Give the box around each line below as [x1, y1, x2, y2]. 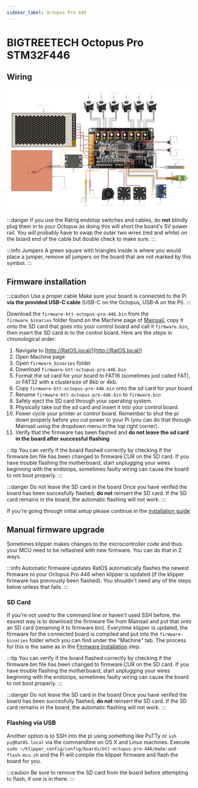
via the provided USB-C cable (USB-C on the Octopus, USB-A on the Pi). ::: [7, 299, 191, 306]
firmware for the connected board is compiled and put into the [7, 630, 158, 637]
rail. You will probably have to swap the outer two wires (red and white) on [7, 229, 188, 237]
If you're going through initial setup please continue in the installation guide [7, 508, 190, 515]
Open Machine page [15, 353, 66, 360]
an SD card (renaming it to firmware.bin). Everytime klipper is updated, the [7, 624, 188, 631]
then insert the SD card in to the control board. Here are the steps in [7, 329, 173, 336]
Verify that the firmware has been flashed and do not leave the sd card [15, 429, 189, 436]
